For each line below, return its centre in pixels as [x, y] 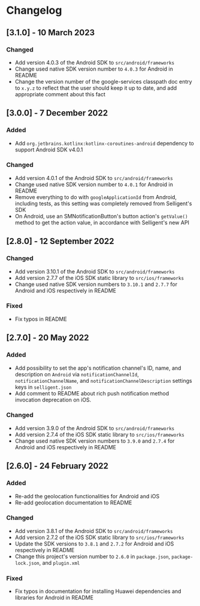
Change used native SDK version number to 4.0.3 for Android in [94, 69]
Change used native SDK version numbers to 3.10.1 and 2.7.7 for [96, 284]
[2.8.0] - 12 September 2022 [60, 241]
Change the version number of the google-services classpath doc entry [104, 81]
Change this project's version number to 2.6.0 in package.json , [93, 556]
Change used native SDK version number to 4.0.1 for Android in [94, 184]
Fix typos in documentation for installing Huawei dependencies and [98, 591]
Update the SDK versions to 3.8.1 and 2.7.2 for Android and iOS [94, 543]
